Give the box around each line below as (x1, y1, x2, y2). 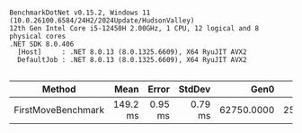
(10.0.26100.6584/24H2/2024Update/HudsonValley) (9, 16, 195, 25)
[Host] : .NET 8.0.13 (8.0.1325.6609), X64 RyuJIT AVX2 (17, 48, 247, 57)
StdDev (178, 83, 211, 95)
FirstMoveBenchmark (13, 104, 105, 116)
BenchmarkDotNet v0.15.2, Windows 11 (9, 8, 151, 17)
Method (41, 83, 76, 95)
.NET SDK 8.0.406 (9, 40, 75, 49)
